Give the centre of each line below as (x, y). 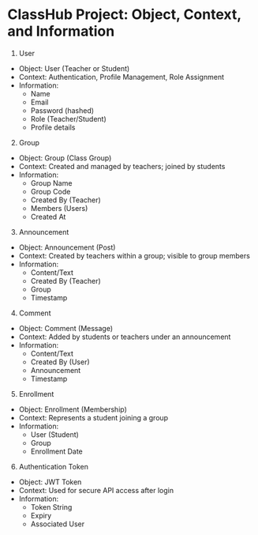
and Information (61, 31)
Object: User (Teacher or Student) (74, 68)
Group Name (51, 183)
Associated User (58, 524)
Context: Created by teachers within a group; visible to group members (134, 255)
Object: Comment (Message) (66, 328)
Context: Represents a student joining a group (93, 417)
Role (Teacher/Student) (69, 119)
